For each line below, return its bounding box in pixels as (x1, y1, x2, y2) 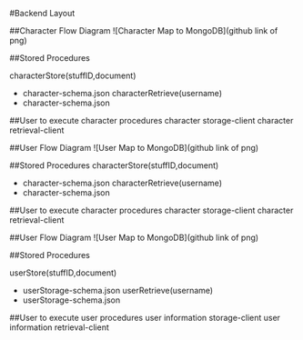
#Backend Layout (9, 8, 76, 18)
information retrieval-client (9, 322, 109, 333)
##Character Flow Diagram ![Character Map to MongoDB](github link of (9, 25, 278, 35)
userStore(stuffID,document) (9, 267, 117, 278)
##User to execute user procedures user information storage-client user (9, 313, 280, 323)
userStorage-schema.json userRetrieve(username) (22, 285, 214, 295)
